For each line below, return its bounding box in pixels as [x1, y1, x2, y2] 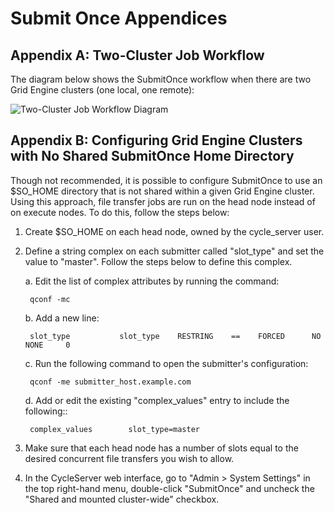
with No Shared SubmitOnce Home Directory [10, 148, 295, 165]
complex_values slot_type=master [29, 424, 201, 434]
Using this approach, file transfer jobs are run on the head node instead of [10, 195, 316, 207]
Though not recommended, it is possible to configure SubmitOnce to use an [10, 174, 323, 186]
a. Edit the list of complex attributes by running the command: [24, 275, 280, 287]
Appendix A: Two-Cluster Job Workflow [10, 47, 265, 64]
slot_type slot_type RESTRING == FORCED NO [29, 331, 322, 341]
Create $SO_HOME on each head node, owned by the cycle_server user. [24, 225, 325, 237]
